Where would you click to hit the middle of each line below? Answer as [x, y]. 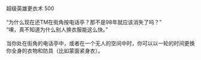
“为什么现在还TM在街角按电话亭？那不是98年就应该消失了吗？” [84, 22]
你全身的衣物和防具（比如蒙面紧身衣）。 [55, 51]
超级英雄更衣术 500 [30, 8]
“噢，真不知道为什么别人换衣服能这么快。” [57, 29]
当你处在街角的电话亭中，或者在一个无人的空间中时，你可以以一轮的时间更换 [100, 43]
